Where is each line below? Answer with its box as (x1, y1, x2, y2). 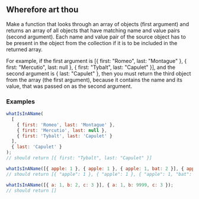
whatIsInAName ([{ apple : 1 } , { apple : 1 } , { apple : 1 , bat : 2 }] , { (6, 166, 184, 172)
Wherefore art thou (6, 5, 79, 15)
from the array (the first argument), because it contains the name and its (6, 76, 182, 83)
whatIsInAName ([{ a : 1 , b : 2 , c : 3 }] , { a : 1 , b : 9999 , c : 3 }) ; (6, 182, 174, 188)
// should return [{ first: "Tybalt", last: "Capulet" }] (6, 155, 152, 161)
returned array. (6, 46, 43, 53)
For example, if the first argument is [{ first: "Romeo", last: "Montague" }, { (6, 57, 187, 64)
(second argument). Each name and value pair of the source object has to (6, 33, 187, 40)
